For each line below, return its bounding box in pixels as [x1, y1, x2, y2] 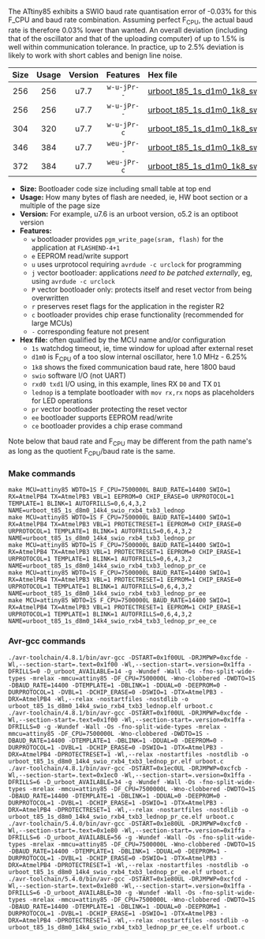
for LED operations [31, 395, 93, 405]
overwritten [31, 292, 69, 303]
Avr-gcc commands [8, 635, 86, 647]
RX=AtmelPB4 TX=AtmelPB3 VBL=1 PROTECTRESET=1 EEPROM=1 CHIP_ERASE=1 [8, 604, 242, 612]
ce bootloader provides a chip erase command [31, 420, 183, 430]
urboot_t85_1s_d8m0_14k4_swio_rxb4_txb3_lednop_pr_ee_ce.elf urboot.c [8, 923, 245, 931]
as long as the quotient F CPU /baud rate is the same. [8, 447, 176, 458]
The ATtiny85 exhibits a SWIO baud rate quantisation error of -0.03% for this [8, 7, 257, 16]
